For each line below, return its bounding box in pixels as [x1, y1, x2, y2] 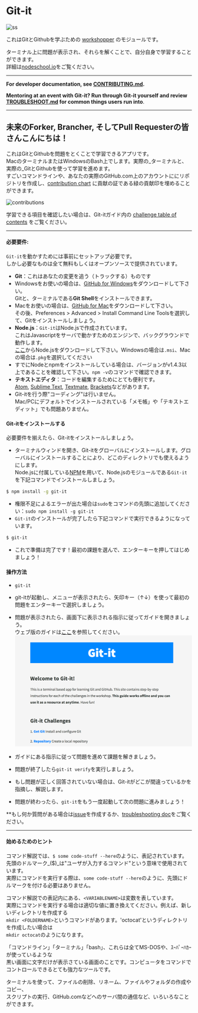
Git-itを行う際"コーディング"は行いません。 [14, 391, 119, 398]
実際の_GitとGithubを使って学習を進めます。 [6, 165, 114, 172]
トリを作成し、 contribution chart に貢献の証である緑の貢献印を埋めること [11, 179, 190, 186]
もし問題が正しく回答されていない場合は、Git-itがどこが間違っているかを [14, 778, 192, 785]
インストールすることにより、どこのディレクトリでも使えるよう [35, 454, 190, 461]
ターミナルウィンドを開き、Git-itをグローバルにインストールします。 [14, 447, 181, 454]
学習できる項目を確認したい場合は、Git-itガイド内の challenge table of [6, 211, 177, 218]
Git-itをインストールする [6, 420, 66, 427]
